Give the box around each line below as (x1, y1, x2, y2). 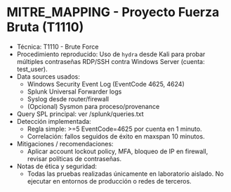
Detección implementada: (16, 117, 92, 125)
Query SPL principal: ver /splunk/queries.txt (16, 110, 145, 118)
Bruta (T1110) (6, 19, 84, 35)
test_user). (16, 65, 48, 73)
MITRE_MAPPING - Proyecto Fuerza (6, 4, 220, 20)
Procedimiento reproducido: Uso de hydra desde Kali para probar (16, 50, 206, 58)
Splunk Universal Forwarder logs (27, 87, 122, 96)
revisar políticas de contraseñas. (27, 154, 122, 162)
